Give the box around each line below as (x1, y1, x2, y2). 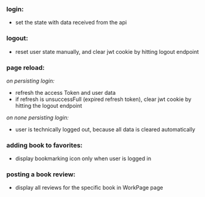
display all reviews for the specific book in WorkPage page (15, 184, 163, 191)
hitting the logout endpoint (15, 102, 83, 109)
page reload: (6, 63, 45, 72)
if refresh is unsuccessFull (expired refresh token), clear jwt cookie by (15, 95, 192, 103)
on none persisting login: (6, 114, 69, 121)
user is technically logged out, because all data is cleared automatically (15, 125, 196, 133)
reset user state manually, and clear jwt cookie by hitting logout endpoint (15, 48, 199, 55)
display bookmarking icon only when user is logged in (15, 155, 152, 162)
